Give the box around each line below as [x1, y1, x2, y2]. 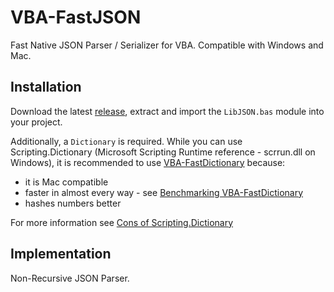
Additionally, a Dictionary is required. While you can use [10, 135, 243, 147]
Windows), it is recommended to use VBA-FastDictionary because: [10, 156, 286, 168]
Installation [10, 79, 82, 96]
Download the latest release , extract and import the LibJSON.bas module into [10, 105, 325, 117]
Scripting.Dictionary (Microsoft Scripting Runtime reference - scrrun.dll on [10, 146, 316, 158]
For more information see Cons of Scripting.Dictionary [10, 216, 234, 228]
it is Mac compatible [24, 176, 109, 188]
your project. [10, 116, 63, 128]
